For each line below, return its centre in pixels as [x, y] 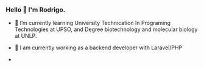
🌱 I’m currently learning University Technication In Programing [93, 23]
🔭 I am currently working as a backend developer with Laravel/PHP [98, 48]
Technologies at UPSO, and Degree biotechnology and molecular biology [106, 29]
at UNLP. [26, 36]
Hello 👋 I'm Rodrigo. [36, 10]
